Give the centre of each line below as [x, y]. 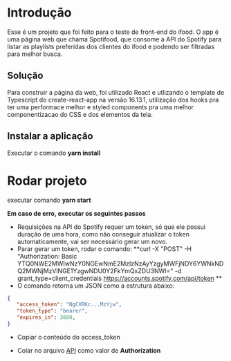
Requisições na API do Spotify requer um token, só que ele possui [111, 227]
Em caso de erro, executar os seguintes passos [77, 213]
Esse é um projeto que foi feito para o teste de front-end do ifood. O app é [113, 32]
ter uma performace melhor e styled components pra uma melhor [101, 107]
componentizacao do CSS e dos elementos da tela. [80, 114]
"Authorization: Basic [47, 256]
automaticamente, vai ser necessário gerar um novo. [92, 241]
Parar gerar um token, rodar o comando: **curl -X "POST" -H [104, 249]
